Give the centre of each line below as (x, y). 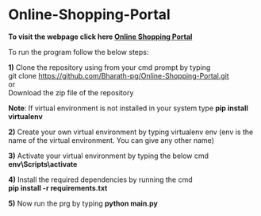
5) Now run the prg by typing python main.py (83, 203)
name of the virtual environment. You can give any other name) (111, 140)
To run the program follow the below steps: (79, 52)
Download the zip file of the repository (71, 92)
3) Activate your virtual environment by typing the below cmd (108, 156)
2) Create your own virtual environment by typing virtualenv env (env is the (131, 132)
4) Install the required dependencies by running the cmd (100, 179)
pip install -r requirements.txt (58, 187)
